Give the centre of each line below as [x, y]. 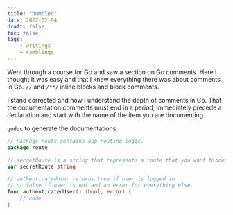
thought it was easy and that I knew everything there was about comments [114, 79]
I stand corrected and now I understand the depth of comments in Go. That [114, 100]
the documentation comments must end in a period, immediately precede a [114, 108]
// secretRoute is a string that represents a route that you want [107, 160]
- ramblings [37, 53]
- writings [35, 46]
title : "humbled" [32, 14]
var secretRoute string [42, 166]
